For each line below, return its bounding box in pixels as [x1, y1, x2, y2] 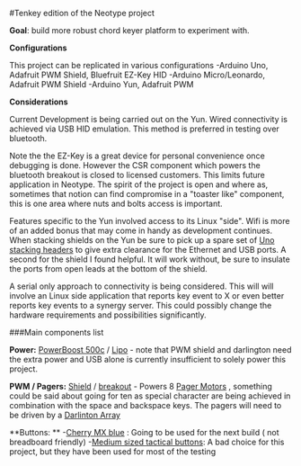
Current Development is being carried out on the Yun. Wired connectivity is [9, 114, 288, 124]
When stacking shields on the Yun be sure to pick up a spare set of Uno [9, 235, 275, 246]
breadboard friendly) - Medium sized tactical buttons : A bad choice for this [9, 436, 285, 447]
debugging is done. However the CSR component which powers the [9, 160, 261, 170]
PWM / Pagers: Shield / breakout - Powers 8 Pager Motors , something [9, 381, 272, 391]
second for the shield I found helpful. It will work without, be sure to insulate [9, 254, 290, 264]
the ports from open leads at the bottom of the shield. [9, 264, 208, 273]
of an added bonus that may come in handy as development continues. [9, 225, 273, 236]
